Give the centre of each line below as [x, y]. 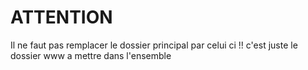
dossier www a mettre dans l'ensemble [91, 55]
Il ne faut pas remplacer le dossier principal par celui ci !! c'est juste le [154, 45]
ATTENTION [61, 17]
